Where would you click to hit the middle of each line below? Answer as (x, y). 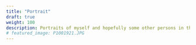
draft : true (20, 17)
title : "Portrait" (28, 11)
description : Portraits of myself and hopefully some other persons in (95, 28)
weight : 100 (20, 22)
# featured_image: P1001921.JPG (45, 33)
